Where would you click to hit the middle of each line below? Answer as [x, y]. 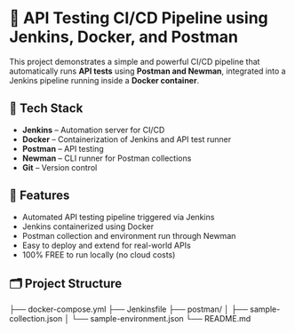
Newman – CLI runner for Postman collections [107, 158]
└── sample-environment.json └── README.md [161, 319]
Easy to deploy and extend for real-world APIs [106, 245]
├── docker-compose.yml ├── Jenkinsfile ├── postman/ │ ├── [129, 309]
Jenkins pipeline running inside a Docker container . [104, 80]
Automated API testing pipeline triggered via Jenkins [118, 217]
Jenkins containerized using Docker [88, 226]
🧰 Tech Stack [46, 109]
